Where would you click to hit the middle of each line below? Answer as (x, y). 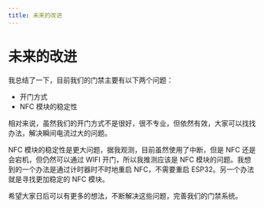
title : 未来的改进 (35, 15)
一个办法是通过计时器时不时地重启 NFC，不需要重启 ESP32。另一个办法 (138, 169)
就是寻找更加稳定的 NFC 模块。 (59, 179)
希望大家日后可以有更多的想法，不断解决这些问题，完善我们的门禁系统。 (125, 195)
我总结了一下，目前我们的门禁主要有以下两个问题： (91, 80)
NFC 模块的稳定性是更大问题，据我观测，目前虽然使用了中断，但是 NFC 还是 (132, 149)
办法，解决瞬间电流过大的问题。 (60, 133)
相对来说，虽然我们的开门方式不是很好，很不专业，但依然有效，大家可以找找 (132, 123)
